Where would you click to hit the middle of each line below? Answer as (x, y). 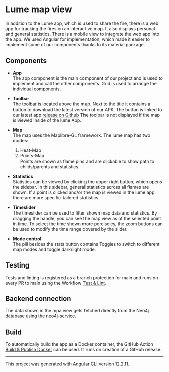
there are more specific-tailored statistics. (56, 197)
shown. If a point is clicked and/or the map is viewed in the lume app (83, 192)
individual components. (37, 89)
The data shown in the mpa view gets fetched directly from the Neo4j (77, 311)
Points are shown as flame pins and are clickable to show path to (87, 161)
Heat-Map (30, 150)
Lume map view (39, 9)
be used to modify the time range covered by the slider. (70, 229)
